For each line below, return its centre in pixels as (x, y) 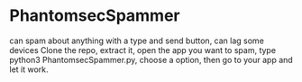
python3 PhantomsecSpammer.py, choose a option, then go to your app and (151, 59)
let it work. (29, 69)
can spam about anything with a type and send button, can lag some (137, 41)
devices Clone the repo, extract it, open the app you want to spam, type (143, 50)
